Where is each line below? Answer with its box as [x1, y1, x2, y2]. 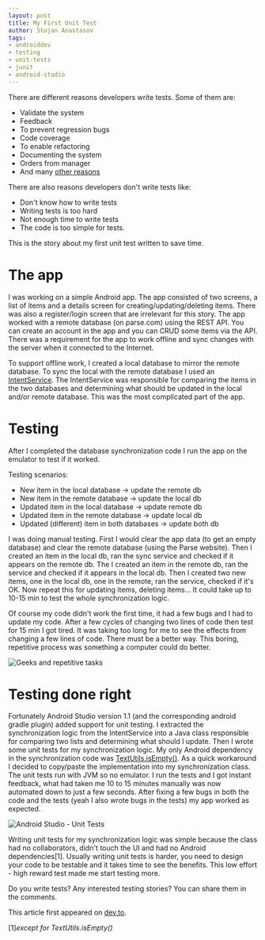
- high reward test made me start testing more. [8, 869, 161, 878]
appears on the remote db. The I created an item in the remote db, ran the [8, 559, 248, 569]
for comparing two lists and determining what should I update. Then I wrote [8, 737, 254, 746]
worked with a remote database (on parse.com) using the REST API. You [8, 317, 244, 327]
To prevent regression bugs [19, 125, 110, 134]
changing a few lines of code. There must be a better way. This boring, [8, 634, 239, 643]
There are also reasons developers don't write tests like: [8, 182, 191, 191]
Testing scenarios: [8, 470, 69, 479]
